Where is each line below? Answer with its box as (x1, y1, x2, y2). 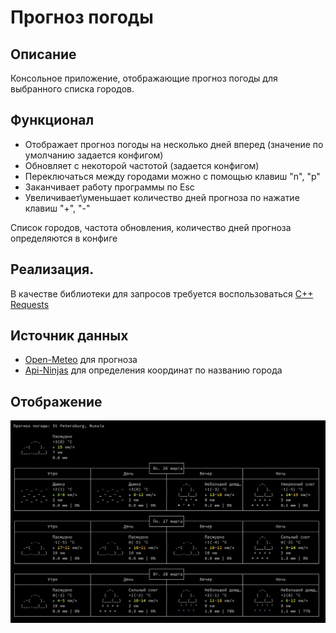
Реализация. (10, 261, 95, 278)
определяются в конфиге (10, 232, 118, 244)
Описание (10, 46, 77, 63)
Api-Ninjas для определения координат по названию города (24, 364, 283, 376)
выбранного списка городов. (10, 83, 135, 95)
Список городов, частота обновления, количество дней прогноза (10, 221, 292, 233)
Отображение (10, 393, 103, 410)
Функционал (10, 112, 95, 129)
